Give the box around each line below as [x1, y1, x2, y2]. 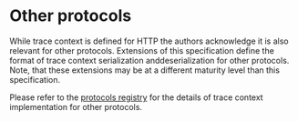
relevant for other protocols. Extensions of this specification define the [9, 45, 275, 55]
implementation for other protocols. [9, 101, 143, 112]
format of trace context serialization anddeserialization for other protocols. [9, 55, 290, 66]
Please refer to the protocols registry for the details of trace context [9, 92, 263, 103]
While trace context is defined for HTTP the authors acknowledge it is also [9, 35, 289, 46]
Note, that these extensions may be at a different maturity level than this [9, 65, 281, 76]
